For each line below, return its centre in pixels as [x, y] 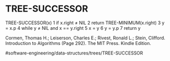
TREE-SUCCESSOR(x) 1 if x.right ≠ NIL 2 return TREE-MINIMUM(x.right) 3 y [85, 23]
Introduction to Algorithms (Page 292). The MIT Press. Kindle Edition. [78, 43]
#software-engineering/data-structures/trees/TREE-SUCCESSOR [74, 53]
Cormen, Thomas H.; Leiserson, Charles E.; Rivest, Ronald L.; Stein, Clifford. [85, 38]
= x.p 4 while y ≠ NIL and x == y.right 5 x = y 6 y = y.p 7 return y [73, 28]
